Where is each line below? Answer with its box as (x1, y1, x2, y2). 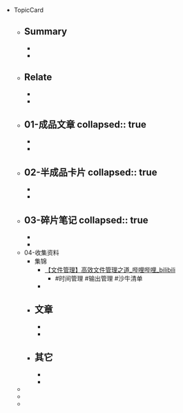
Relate (23, 72, 52, 83)
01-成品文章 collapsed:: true (23, 119, 146, 130)
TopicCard (13, 6, 44, 14)
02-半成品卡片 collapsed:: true (23, 166, 157, 178)
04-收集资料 (23, 248, 59, 257)
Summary (23, 26, 68, 37)
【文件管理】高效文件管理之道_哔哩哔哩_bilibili (44, 265, 176, 274)
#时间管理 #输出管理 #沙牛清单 (55, 274, 143, 283)
